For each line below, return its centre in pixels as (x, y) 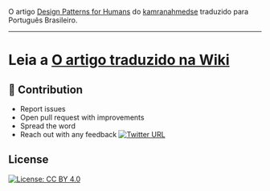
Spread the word (48, 126)
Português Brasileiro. (43, 20)
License (29, 160)
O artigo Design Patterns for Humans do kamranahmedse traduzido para (129, 12)
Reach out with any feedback (68, 134)
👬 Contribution (45, 89)
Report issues (43, 109)
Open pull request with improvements (82, 117)
